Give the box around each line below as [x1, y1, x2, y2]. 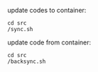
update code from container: [7, 38, 92, 47]
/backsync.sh [7, 58, 46, 65]
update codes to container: [7, 6, 87, 14]
